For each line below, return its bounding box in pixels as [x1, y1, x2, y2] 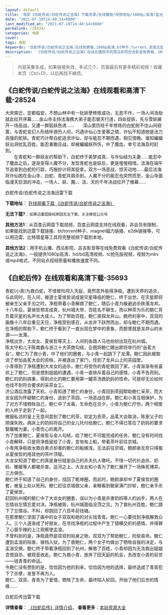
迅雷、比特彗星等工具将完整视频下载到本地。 [13, 234, 106, 240]
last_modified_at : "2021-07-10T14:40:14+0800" [5, 21, 104, 27]
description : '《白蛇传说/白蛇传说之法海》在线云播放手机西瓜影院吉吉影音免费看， [5, 49, 158, 54]
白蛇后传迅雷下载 [5, 594, 40, 600]
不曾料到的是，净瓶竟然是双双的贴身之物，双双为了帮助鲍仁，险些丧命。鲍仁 [5, 533, 163, 539]
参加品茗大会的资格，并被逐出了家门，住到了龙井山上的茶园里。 [13, 357, 145, 363]
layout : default [5, 7, 39, 13]
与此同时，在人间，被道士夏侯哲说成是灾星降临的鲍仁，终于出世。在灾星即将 [5, 294, 163, 300]
